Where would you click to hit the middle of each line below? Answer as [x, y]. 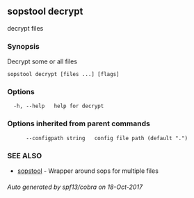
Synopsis [23, 46]
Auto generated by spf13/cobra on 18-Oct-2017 [75, 187]
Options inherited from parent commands [79, 123]
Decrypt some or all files [42, 61]
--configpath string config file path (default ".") [107, 138]
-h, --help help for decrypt [59, 106]
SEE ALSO [25, 155]
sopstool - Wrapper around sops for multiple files [88, 171]
